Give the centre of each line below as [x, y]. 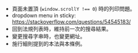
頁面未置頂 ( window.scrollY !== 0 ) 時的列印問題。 [73, 9]
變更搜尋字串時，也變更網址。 [48, 36]
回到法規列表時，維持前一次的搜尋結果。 [62, 29]
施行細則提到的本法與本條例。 [48, 44]
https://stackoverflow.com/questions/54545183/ [71, 22]
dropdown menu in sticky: [44, 15]
